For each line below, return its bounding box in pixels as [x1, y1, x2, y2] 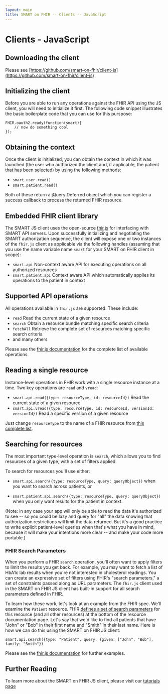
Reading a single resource [5, 366, 88, 375]
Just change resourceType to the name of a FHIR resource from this [5, 420, 144, 426]
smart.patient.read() [12, 183, 58, 188]
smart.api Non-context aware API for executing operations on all [12, 261, 147, 267]
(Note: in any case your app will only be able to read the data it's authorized [5, 508, 162, 514]
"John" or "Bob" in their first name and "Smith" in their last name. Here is [5, 622, 155, 628]
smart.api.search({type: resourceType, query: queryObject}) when [12, 478, 156, 484]
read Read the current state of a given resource [12, 315, 110, 321]
